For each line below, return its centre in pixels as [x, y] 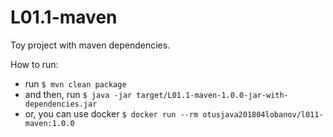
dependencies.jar [61, 104]
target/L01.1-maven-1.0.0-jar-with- [212, 95]
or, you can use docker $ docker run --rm [111, 113]
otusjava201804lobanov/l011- [263, 114]
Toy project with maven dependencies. [90, 45]
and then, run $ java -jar [78, 94]
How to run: [34, 64]
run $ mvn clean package [75, 83]
